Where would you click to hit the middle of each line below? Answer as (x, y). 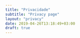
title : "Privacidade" (28, 10)
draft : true (18, 28)
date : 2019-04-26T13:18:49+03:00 (40, 23)
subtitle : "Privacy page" (32, 14)
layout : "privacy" (24, 19)
